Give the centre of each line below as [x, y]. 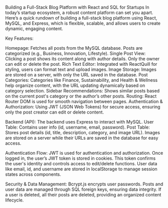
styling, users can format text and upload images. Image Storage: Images [81, 69]
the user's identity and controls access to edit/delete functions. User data [81, 164]
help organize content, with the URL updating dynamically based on [75, 85]
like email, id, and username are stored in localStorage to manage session [81, 169]
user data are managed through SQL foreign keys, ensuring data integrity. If [83, 189]
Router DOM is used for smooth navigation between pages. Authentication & [84, 101]
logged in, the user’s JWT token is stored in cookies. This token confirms [80, 158]
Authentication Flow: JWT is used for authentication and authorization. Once [84, 153]
